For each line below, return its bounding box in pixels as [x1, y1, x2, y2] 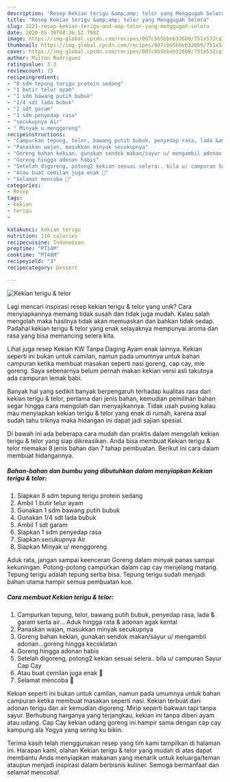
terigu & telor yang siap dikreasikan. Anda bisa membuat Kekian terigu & [7, 436, 211, 445]
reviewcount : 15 [7, 67, 53, 74]
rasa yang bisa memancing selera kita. [7, 331, 116, 340]
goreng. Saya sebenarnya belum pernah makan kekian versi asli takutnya [7, 366, 214, 375]
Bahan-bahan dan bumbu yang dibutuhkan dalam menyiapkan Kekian [7, 467, 214, 475]
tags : [7, 194, 23, 202]
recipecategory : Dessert [7, 264, 78, 271]
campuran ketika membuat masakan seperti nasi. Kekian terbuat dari [7, 696, 201, 705]
